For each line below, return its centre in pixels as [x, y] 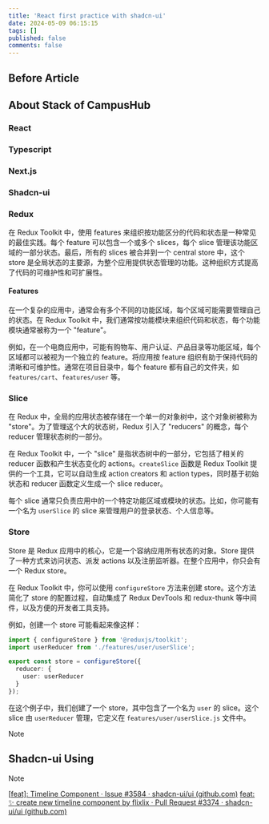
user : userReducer [53, 677]
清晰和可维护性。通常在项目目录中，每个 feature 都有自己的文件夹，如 [124, 367]
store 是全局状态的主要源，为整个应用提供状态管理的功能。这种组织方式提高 [133, 262]
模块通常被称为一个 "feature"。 [59, 330]
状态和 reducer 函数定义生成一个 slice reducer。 [88, 484]
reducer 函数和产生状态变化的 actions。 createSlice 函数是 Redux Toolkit [128, 464]
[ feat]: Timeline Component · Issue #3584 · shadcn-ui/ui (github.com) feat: [132, 794]
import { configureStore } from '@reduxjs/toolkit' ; [98, 640]
